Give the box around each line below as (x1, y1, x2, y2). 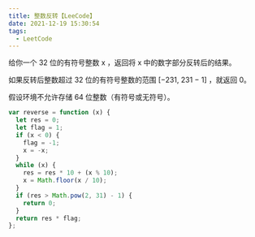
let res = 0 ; (15, 116, 60, 124)
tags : (8, 27, 27, 35)
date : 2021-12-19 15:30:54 (8, 19, 100, 28)
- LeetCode (15, 34, 53, 43)
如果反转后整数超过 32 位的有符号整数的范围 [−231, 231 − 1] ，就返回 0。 (8, 75, 252, 85)
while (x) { (15, 162, 57, 170)
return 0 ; (23, 199, 57, 207)
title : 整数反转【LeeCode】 (8, 11, 96, 20)
